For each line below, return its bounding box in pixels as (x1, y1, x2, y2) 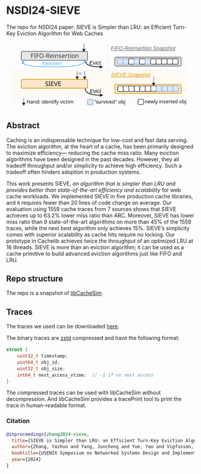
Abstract (6, 120, 40, 131)
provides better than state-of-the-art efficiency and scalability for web (6, 186, 181, 194)
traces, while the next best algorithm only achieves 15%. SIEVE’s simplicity (6, 224, 190, 231)
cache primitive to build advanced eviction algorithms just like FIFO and (6, 250, 182, 257)
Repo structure (6, 273, 63, 283)
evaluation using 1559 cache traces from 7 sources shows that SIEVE (6, 205, 176, 213)
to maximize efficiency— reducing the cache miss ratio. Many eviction (6, 149, 179, 156)
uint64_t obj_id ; (17, 359, 60, 366)
